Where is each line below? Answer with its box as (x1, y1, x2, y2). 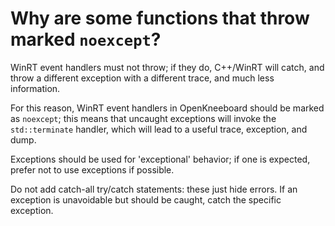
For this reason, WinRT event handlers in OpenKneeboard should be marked (10, 102, 325, 114)
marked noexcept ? (10, 28, 162, 51)
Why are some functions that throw (10, 7, 310, 30)
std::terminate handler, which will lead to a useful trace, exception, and (10, 123, 308, 135)
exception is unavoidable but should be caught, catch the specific (10, 193, 282, 206)
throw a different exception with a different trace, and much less (10, 72, 275, 84)
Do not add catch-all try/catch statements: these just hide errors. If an (10, 183, 298, 195)
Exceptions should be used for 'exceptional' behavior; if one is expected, (10, 153, 311, 165)
